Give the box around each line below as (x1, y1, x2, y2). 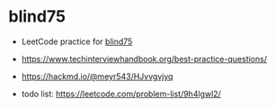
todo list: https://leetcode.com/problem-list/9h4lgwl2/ (21, 88, 221, 99)
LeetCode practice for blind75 (21, 36, 133, 47)
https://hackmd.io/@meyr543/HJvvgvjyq (21, 70, 174, 82)
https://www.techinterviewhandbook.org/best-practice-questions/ (21, 53, 267, 64)
